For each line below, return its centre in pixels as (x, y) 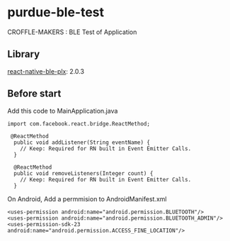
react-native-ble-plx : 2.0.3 (46, 71)
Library (24, 54)
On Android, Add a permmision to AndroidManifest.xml (87, 198)
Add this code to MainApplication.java (63, 111)
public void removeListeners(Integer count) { (84, 173)
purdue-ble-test (56, 12)
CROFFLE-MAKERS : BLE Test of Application (72, 32)
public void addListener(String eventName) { (82, 142)
